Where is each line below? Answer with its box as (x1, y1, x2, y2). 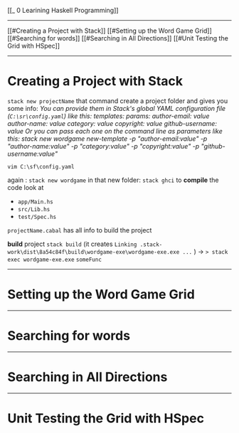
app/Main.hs (17, 198, 53, 205)
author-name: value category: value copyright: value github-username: (7, 119, 217, 127)
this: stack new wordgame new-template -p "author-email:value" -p (7, 134, 208, 143)
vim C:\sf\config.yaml (7, 163, 75, 170)
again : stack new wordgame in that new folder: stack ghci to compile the (7, 176, 219, 184)
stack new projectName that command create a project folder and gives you (7, 96, 228, 105)
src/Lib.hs (17, 205, 51, 213)
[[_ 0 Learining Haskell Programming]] (7, 6, 119, 14)
